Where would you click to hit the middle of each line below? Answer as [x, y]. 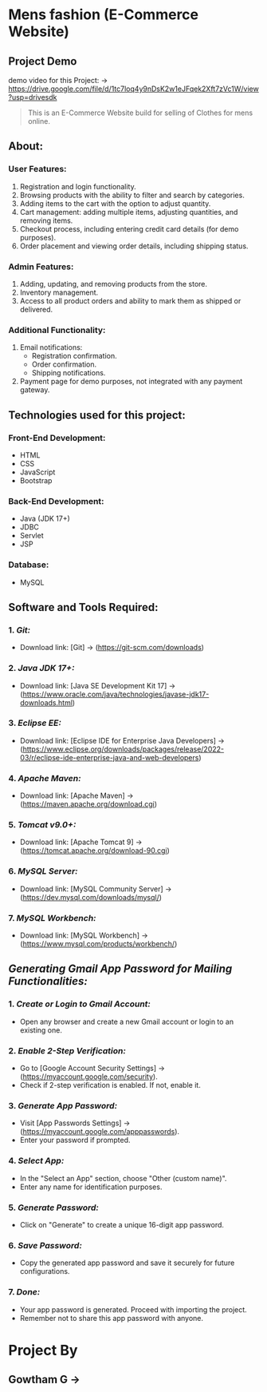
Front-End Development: [57, 438]
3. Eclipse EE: [35, 723]
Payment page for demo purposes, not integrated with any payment [131, 382]
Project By [43, 1350]
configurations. [45, 1271]
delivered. [36, 309]
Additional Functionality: [57, 330]
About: [26, 147]
